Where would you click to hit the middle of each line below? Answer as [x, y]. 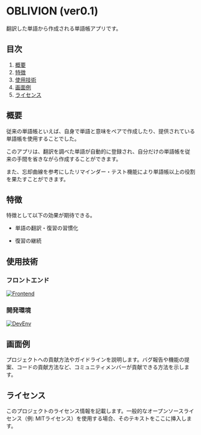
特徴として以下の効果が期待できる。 [51, 215]
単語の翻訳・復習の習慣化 [46, 228]
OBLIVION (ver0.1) [52, 11]
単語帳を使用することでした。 [43, 139]
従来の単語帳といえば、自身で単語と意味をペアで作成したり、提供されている [101, 131]
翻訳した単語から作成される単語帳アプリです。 [64, 28]
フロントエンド [28, 280]
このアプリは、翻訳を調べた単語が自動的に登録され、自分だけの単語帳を [96, 151]
